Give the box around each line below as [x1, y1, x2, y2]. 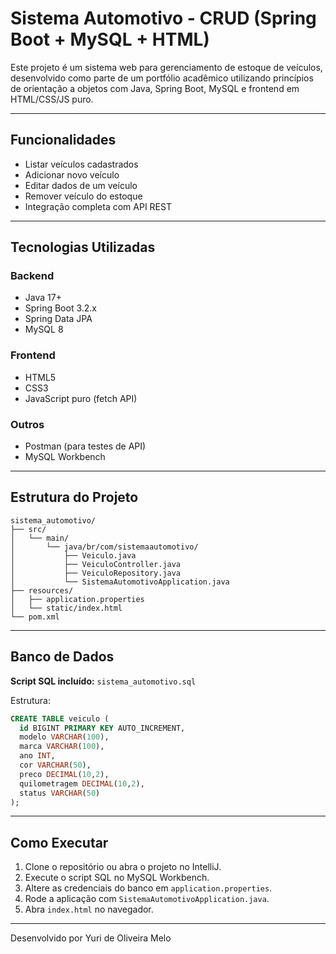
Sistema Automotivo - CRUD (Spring [10, 7, 317, 30]
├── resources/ [10, 585, 74, 596]
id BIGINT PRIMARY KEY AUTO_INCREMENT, [19, 723, 186, 733]
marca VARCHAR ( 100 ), [19, 742, 105, 752]
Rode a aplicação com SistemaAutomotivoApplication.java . [24, 893, 270, 905]
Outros [10, 417, 45, 431]
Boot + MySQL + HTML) [10, 28, 210, 51]
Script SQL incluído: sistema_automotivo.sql [10, 675, 197, 687]
